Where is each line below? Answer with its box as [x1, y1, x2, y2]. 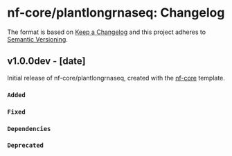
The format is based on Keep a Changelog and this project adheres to [7, 28, 206, 36]
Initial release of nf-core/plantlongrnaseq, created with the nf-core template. [7, 73, 225, 82]
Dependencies [7, 125, 51, 132]
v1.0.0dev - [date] [7, 55, 86, 67]
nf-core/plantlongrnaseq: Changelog [7, 5, 225, 21]
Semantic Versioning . [7, 35, 68, 43]
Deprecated [7, 141, 44, 150]
